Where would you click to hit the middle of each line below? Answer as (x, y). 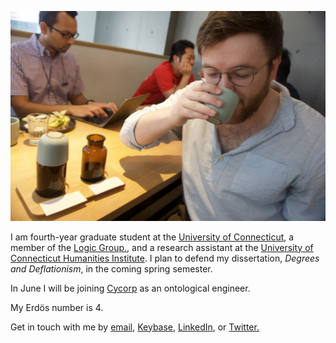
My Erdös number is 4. (57, 307)
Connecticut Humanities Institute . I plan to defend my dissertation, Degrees (165, 258)
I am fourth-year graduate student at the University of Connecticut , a (152, 237)
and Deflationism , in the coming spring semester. (111, 268)
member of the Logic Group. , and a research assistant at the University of (162, 247)
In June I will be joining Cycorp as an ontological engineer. (130, 288)
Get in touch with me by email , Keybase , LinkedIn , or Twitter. (135, 327)
